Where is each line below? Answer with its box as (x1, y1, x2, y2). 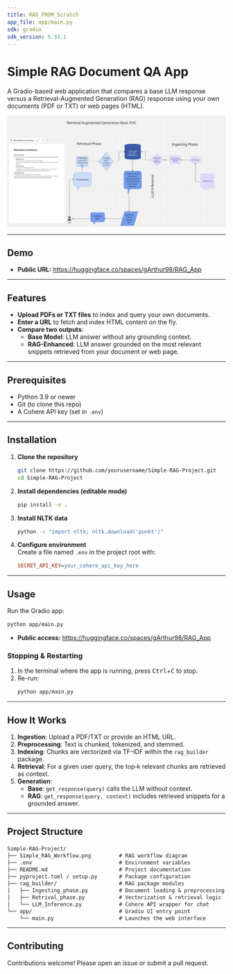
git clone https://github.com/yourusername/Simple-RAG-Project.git (17, 467, 216, 474)
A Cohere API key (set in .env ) (17, 408, 104, 416)
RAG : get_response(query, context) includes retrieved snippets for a (27, 792, 225, 800)
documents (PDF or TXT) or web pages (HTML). (7, 102, 145, 111)
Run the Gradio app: (7, 607, 64, 615)
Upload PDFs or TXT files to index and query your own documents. (17, 310, 210, 319)
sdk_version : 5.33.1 (7, 33, 67, 40)
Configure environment (17, 541, 87, 549)
